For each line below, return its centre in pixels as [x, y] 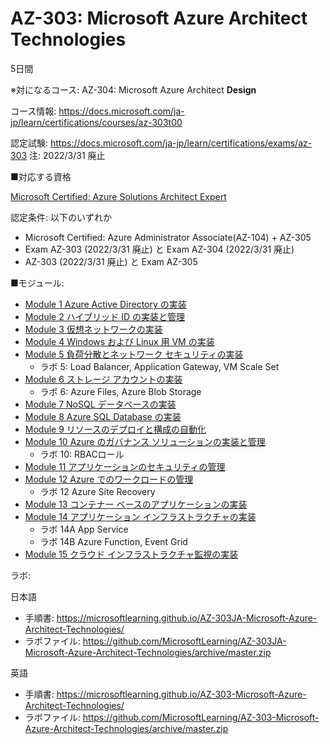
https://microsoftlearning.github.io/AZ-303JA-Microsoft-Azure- [187, 618]
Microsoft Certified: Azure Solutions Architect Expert [118, 196]
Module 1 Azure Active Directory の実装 [105, 304]
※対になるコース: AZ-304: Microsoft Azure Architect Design [133, 89]
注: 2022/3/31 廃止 [67, 155]
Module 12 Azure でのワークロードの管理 [109, 479]
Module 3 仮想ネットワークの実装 [93, 329]
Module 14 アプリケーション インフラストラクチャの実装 [140, 516]
